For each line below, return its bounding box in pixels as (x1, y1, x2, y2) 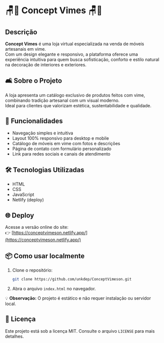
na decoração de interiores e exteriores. (5, 62, 87, 67)
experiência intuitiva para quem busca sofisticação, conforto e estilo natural (5, 57, 160, 62)
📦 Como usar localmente (5, 251, 85, 260)
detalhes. (5, 333, 24, 339)
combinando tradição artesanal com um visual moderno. (5, 97, 120, 103)
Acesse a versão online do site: (5, 224, 69, 230)
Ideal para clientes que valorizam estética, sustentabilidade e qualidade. (5, 102, 152, 108)
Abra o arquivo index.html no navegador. (12, 285, 96, 291)
